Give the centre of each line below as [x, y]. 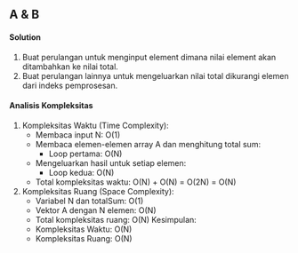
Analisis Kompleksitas [51, 106]
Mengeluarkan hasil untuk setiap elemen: [111, 162]
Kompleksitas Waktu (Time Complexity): [95, 125]
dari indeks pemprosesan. [70, 85]
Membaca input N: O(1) [78, 134]
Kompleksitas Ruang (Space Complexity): [98, 191]
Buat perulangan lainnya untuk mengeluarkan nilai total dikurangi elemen [155, 75]
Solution [25, 37]
